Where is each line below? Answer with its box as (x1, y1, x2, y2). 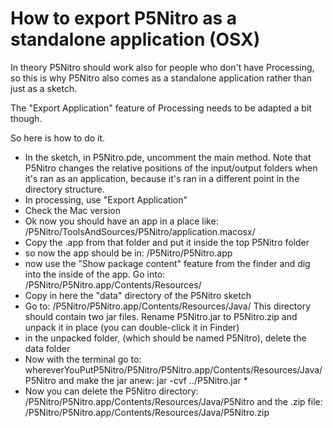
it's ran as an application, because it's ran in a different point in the (24, 172, 300, 184)
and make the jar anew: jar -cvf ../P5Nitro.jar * (58, 374, 248, 386)
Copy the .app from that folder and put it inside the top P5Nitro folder (24, 236, 310, 248)
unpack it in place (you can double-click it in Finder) (24, 321, 240, 333)
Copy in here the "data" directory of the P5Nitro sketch (24, 289, 252, 301)
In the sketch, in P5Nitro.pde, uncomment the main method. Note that (24, 151, 312, 163)
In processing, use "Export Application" (24, 193, 188, 206)
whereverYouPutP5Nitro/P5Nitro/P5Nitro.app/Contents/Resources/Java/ (24, 363, 323, 376)
